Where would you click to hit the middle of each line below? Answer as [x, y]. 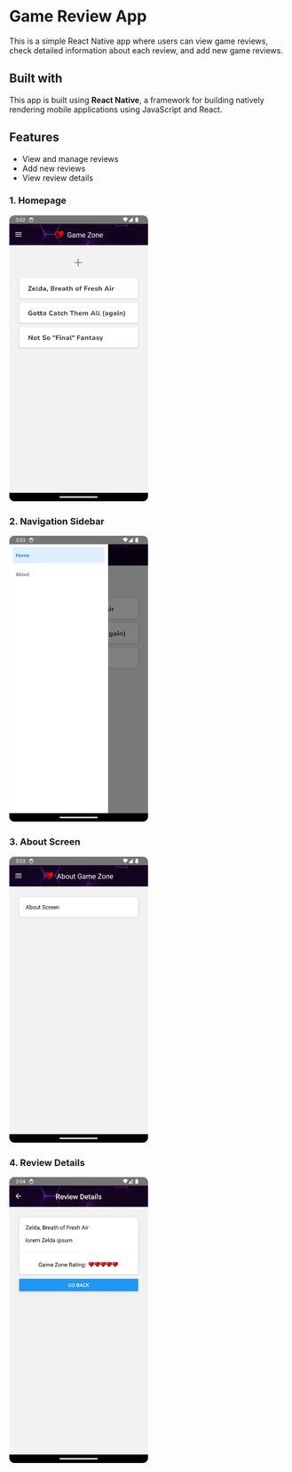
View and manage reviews [70, 158]
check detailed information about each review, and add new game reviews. [146, 50]
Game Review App [78, 16]
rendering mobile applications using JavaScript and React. [116, 109]
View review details [58, 178]
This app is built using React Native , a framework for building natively [137, 100]
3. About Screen [45, 842]
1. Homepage [38, 200]
